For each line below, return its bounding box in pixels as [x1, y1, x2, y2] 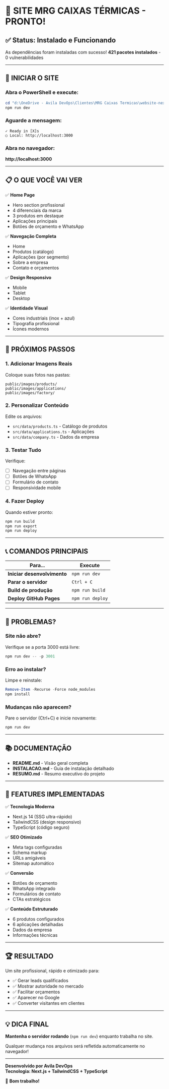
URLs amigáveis [12, 855, 46, 861]
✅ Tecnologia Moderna [5, 803, 54, 809]
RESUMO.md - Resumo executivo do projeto [12, 770, 105, 776]
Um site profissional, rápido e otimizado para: [5, 968, 100, 974]
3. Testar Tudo [5, 446, 41, 453]
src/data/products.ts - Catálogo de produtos [12, 423, 108, 429]
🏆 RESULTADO [5, 952, 54, 960]
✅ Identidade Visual [5, 305, 48, 311]
